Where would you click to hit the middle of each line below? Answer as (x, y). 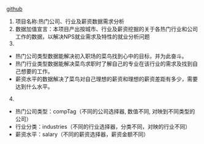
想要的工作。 (37, 71)
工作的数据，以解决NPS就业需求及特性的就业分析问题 (82, 37)
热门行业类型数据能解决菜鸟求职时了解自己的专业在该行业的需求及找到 (104, 64)
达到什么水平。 (34, 87)
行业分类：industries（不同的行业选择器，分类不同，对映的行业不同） (103, 127)
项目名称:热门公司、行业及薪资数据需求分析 (70, 21)
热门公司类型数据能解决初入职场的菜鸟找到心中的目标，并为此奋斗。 (101, 56)
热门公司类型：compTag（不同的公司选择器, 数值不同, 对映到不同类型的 (105, 111)
